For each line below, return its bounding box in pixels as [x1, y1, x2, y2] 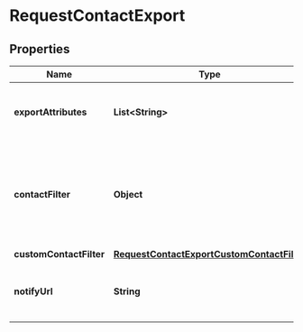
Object [113, 189, 143, 200]
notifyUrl [14, 285, 53, 298]
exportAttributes [14, 106, 87, 118]
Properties [9, 41, 70, 57]
